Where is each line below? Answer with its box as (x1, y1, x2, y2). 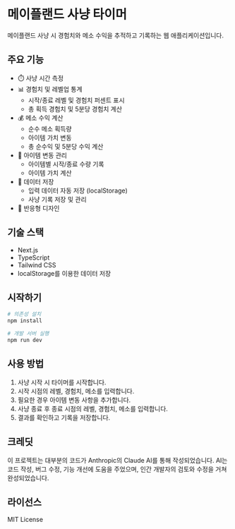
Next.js (17, 245, 39, 254)
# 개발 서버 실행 (7, 330, 49, 337)
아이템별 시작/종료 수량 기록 (28, 159, 104, 168)
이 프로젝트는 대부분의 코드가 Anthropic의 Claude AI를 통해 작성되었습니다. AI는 (7, 456, 228, 464)
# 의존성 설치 (7, 311, 42, 318)
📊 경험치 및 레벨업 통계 (17, 85, 83, 93)
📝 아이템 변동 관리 (17, 151, 67, 159)
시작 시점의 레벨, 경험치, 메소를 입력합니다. (17, 387, 135, 395)
